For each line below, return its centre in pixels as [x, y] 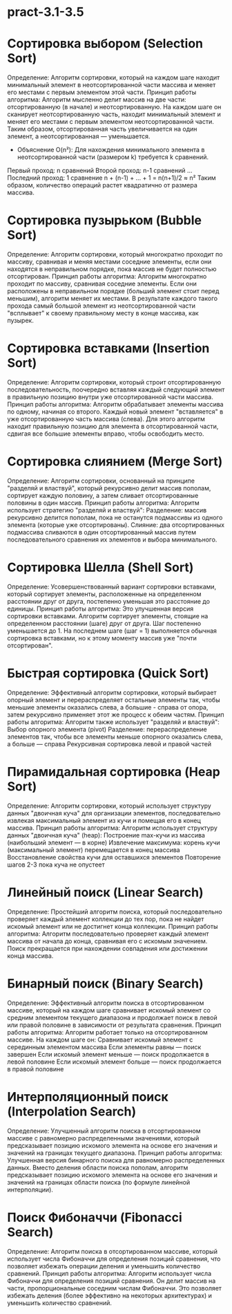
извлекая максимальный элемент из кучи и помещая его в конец [104, 820]
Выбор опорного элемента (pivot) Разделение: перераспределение [107, 729]
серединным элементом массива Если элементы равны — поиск [104, 1047]
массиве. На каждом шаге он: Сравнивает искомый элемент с [100, 1039]
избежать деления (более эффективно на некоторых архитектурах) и [110, 1295]
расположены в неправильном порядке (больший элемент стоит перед [113, 291]
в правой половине [36, 1068]
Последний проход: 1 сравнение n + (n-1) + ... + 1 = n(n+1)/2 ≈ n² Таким [112, 178]
